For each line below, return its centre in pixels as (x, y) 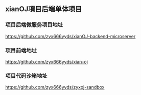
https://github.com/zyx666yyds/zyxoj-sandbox (55, 87)
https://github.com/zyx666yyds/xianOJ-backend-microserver (70, 36)
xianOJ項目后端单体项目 (44, 9)
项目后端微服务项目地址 (34, 25)
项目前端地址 (21, 50)
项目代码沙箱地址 (26, 76)
